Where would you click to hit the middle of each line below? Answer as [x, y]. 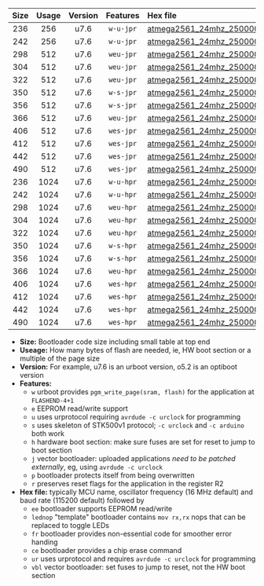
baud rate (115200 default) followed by [82, 500]
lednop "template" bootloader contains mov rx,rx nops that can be [138, 517]
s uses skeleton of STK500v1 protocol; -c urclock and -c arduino [138, 425]
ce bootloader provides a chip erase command [106, 550]
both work [48, 434]
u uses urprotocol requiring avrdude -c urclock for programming [136, 417]
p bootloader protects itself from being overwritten [113, 475]
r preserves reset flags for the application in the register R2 [127, 483]
